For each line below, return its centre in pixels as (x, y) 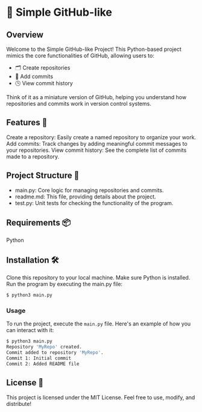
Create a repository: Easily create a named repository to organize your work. (101, 137)
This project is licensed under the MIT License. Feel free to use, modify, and (101, 397)
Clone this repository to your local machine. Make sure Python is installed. (98, 278)
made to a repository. (33, 156)
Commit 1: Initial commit (39, 358)
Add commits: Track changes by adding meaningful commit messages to (97, 143)
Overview (25, 35)
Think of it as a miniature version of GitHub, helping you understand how (96, 97)
